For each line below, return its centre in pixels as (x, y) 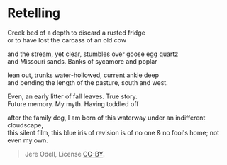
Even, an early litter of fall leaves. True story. (72, 96)
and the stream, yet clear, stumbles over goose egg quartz (93, 54)
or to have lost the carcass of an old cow (67, 40)
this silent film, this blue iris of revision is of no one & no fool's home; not (113, 132)
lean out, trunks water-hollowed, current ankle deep (83, 75)
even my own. (28, 140)
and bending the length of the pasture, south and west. (88, 82)
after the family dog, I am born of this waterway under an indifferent (106, 118)
